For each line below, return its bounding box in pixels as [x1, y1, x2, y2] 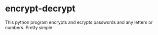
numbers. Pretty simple [5, 24, 53, 30]
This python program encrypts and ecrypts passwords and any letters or [5, 19, 153, 25]
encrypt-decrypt [5, 3, 76, 14]
